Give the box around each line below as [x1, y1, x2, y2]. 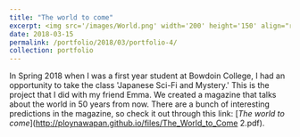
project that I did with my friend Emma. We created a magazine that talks [9, 90, 277, 101]
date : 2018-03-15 [9, 29, 74, 38]
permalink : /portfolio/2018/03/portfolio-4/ [9, 37, 178, 47]
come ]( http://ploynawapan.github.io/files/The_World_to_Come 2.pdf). [9, 117, 265, 129]
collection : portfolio [9, 46, 94, 55]
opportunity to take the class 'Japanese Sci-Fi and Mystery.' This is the [9, 80, 270, 91]
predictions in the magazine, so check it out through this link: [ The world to [9, 109, 286, 119]
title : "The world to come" [9, 12, 114, 22]
